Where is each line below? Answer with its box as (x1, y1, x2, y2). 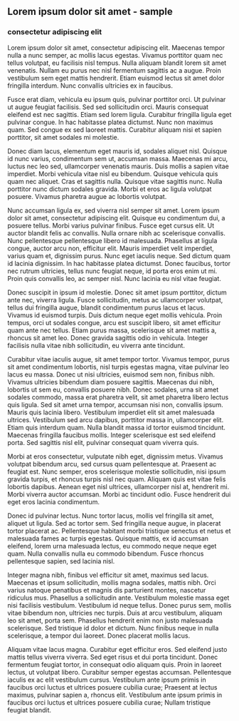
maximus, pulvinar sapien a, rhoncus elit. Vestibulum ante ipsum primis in (7, 690, 223, 699)
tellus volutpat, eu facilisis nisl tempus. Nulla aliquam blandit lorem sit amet (7, 58, 227, 67)
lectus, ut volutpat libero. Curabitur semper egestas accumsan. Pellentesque (7, 668, 232, 676)
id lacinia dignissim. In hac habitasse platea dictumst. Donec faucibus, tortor (7, 259, 231, 267)
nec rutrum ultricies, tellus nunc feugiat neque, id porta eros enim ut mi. (7, 267, 218, 275)
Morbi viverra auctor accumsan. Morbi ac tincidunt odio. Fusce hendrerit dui (7, 490, 231, 498)
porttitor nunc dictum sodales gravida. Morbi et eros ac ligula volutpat (7, 185, 212, 193)
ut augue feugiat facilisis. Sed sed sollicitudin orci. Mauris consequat (7, 103, 208, 111)
